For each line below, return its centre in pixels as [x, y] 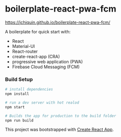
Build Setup [19, 79]
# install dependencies [29, 90]
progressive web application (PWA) [47, 61]
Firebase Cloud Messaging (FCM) [46, 67]
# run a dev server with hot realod [42, 103]
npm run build [19, 120]
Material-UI [23, 46]
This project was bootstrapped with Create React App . [60, 130]
